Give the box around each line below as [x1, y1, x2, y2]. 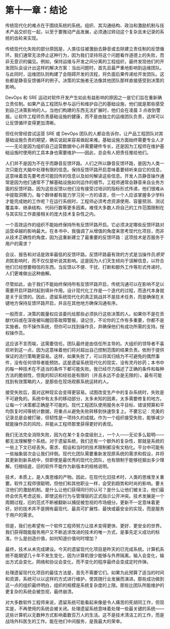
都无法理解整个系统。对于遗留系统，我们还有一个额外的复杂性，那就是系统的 [5, 438, 164, 444]
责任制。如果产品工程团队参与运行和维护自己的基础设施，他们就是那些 [9, 101, 155, 107]
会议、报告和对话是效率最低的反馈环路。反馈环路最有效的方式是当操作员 [5, 251, 155, 257]
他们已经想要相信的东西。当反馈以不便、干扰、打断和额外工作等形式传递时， [5, 264, 164, 270]
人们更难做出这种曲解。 [5, 270, 54, 276]
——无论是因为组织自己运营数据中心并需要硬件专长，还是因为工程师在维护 [5, 143, 160, 149]
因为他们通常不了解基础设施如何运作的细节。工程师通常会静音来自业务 [14, 179, 160, 185]
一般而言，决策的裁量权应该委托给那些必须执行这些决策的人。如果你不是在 [5, 311, 160, 317]
